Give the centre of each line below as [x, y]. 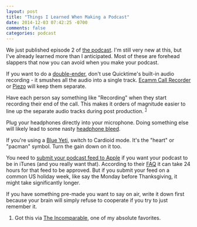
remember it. [21, 206]
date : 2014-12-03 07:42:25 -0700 [47, 22]
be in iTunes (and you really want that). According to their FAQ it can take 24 [98, 164]
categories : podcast [31, 33]
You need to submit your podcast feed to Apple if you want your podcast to [97, 157]
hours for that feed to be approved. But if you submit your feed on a [88, 170]
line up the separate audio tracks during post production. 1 [77, 111]
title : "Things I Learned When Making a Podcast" [68, 17]
